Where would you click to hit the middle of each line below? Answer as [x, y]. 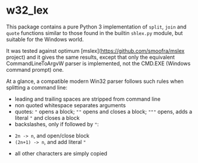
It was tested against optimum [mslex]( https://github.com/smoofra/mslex [95, 50]
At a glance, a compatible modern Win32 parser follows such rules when [95, 81]
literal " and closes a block [47, 118]
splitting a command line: [37, 87]
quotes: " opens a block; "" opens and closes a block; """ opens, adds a [103, 111]
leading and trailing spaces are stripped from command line [88, 99]
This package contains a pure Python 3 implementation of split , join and [96, 27]
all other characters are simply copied [61, 153]
